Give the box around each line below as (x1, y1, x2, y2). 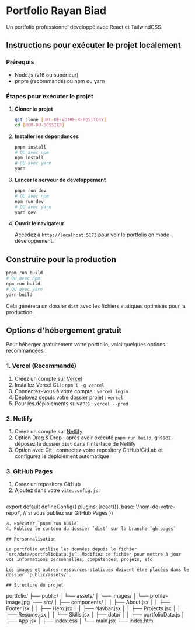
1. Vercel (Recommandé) (6, 362, 77, 370)
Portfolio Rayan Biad (6, 4, 107, 18)
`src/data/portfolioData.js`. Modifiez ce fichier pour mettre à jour (6, 552, 182, 557)
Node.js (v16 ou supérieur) (14, 71, 79, 78)
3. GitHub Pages (6, 467, 53, 475)
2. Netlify (6, 414, 33, 422)
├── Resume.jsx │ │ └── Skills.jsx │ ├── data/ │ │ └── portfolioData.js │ (6, 611, 185, 618)
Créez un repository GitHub (14, 481, 81, 488)
